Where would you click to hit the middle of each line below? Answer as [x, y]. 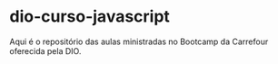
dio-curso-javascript [90, 17]
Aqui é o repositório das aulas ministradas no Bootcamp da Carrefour [139, 41]
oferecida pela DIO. [45, 50]
